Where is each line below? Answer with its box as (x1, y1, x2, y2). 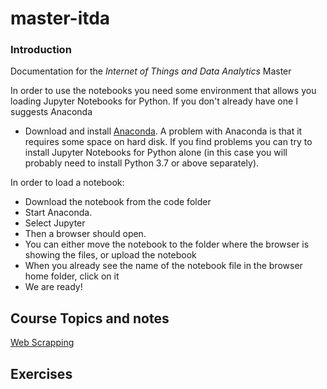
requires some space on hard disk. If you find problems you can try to (24, 136, 313, 148)
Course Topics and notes (10, 310, 170, 327)
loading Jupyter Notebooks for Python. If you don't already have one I (10, 95, 298, 107)
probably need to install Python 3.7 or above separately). (24, 157, 260, 169)
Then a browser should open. (24, 228, 147, 240)
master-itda (10, 7, 111, 30)
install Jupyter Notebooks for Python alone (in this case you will (24, 147, 288, 159)
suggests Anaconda (10, 106, 93, 118)
